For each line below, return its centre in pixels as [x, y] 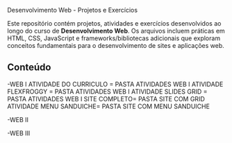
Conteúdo [29, 68]
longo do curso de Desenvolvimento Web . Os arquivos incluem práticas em [116, 31]
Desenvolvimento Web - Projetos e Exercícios [72, 10]
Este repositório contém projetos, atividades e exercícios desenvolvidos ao [114, 23]
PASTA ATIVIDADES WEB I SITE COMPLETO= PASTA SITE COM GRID [106, 99]
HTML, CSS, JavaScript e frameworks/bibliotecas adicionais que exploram [114, 38]
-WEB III [19, 133]
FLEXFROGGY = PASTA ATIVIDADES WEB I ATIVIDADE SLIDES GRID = [107, 91]
